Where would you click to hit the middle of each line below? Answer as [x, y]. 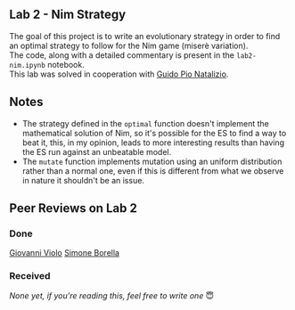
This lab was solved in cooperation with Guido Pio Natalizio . [119, 74]
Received [30, 276]
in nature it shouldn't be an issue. [83, 180]
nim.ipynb [28, 65]
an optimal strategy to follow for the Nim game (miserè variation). [129, 45]
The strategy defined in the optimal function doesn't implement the [146, 123]
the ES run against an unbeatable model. [97, 151]
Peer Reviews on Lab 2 [74, 208]
